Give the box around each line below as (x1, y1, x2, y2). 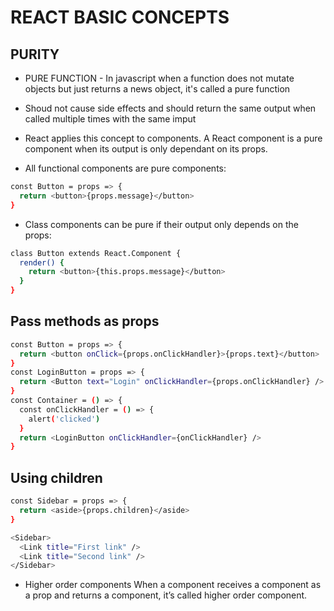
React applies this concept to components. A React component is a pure (24, 132, 323, 144)
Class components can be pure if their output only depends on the (24, 218, 299, 230)
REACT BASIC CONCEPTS (10, 6, 230, 29)
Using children (10, 469, 103, 486)
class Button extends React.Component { (10, 248, 182, 258)
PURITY (10, 46, 60, 63)
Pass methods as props (10, 313, 160, 330)
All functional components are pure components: (24, 162, 227, 174)
